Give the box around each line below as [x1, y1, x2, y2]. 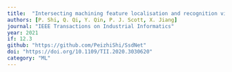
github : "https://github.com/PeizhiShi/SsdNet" [7, 42, 147, 49]
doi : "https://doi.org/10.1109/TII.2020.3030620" [7, 49, 153, 56]
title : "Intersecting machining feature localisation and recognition [7, 10, 217, 17]
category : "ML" [7, 55, 51, 62]
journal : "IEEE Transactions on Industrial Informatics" [7, 23, 175, 29]
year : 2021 [7, 29, 39, 36]
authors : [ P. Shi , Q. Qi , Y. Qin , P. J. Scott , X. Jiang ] [7, 16, 177, 23]
